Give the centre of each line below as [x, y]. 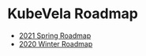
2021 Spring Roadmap [55, 35]
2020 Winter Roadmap [56, 43]
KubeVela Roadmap [73, 14]
